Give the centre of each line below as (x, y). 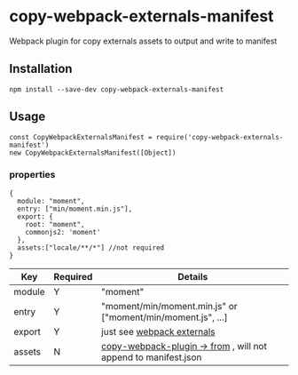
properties (32, 175)
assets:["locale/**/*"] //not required (91, 247)
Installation (41, 69)
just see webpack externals (158, 331)
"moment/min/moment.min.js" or (169, 306)
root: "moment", (55, 224)
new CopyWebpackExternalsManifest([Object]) (93, 153)
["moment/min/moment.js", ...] (165, 317)
